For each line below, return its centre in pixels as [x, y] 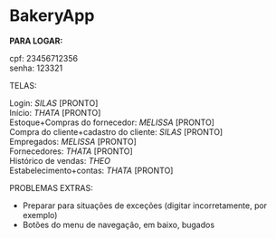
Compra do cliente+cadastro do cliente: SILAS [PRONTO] [116, 131]
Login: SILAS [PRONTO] [54, 103]
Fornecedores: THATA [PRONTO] [71, 151]
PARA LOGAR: [36, 41]
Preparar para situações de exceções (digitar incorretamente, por [145, 206]
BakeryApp [52, 16]
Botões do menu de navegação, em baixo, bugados [119, 225]
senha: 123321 [36, 68]
